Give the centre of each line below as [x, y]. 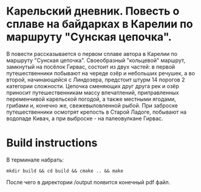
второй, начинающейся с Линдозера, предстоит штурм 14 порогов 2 [96, 80]
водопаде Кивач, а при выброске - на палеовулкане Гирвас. [85, 118]
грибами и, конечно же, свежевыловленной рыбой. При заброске [92, 105]
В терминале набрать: [35, 160]
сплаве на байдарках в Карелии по [100, 24]
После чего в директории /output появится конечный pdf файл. [88, 182]
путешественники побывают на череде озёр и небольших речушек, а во [101, 73]
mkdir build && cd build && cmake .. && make [65, 171]
